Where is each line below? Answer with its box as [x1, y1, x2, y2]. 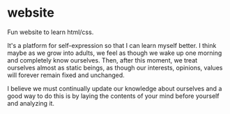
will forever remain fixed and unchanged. [7, 71, 125, 79]
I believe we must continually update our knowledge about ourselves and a [7, 84, 222, 92]
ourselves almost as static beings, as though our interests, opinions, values [7, 63, 223, 72]
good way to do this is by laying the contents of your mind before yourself [7, 92, 220, 100]
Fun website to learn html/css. [7, 28, 94, 36]
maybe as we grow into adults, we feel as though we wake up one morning [7, 49, 222, 57]
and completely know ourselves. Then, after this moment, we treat [7, 56, 198, 64]
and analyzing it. [7, 99, 54, 107]
